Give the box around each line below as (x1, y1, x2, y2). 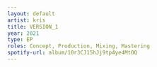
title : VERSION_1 (7, 23, 59, 30)
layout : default (7, 10, 55, 17)
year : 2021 (7, 29, 40, 37)
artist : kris (7, 17, 46, 24)
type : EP (7, 36, 33, 43)
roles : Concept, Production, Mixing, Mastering (7, 43, 151, 50)
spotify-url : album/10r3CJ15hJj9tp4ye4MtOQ (7, 50, 138, 57)
